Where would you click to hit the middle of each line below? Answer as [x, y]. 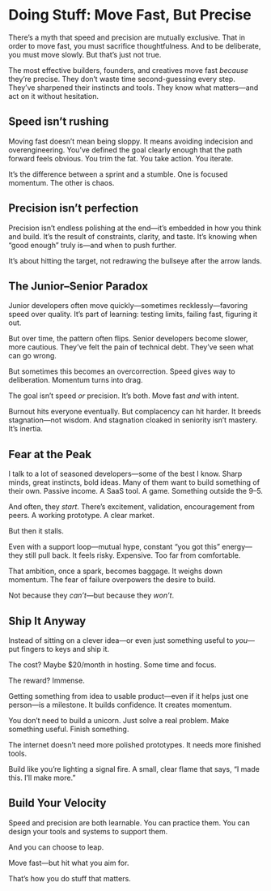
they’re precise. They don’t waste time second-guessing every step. [122, 79]
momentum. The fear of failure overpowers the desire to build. [112, 580]
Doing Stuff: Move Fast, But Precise [130, 15]
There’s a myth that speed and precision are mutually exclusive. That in [127, 37]
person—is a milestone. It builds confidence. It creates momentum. [120, 705]
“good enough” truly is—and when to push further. [92, 245]
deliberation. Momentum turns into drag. [76, 380]
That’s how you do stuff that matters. [70, 878]
